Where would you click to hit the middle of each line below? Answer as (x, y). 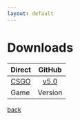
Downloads (40, 47)
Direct (21, 70)
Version (50, 92)
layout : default (30, 13)
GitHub (50, 70)
